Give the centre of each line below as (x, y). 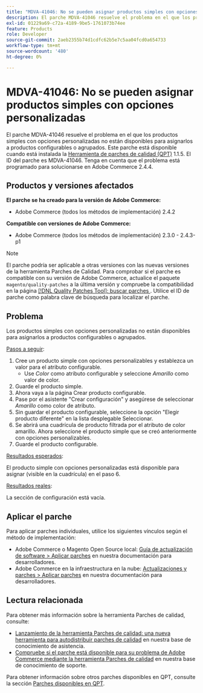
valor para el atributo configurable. (58, 367)
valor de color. (42, 380)
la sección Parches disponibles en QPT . (56, 683)
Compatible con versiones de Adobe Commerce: (69, 224)
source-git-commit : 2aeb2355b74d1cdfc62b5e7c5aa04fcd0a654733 (86, 40)
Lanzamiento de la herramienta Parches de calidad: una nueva (93, 633)
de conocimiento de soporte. (51, 665)
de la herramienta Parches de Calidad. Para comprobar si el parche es (94, 272)
